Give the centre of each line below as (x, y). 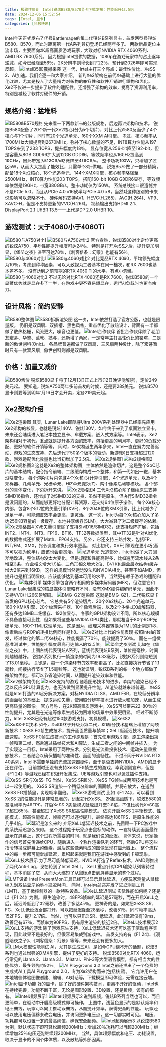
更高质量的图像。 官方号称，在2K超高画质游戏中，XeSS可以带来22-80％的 (81, 706)
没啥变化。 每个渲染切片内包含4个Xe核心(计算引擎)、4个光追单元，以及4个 (81, 478)
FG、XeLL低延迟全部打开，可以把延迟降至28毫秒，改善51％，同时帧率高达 (81, 910)
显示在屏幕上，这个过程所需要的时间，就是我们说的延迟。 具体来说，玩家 (79, 836)
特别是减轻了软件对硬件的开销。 (38, 94)
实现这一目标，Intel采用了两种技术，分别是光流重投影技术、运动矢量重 (81, 749)
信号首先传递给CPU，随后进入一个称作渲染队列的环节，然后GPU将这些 (86, 842)
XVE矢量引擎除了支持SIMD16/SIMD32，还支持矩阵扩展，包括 (97, 527)
